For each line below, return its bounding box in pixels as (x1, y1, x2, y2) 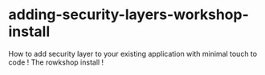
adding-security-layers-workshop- (8, 6, 249, 24)
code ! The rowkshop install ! (8, 57, 104, 67)
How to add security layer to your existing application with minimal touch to (8, 49, 258, 58)
